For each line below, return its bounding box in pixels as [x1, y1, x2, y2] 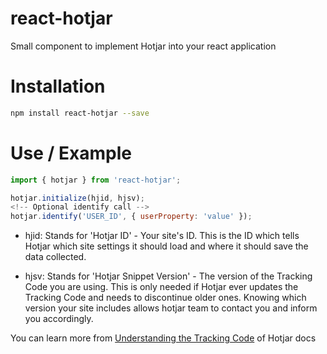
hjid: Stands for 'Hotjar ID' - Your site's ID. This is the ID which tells [24, 230, 300, 242]
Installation [10, 75, 106, 98]
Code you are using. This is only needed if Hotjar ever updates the [24, 281, 299, 293]
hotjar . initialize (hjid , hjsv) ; [10, 193, 145, 203]
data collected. [24, 251, 87, 263]
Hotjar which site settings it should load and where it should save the [24, 240, 309, 252]
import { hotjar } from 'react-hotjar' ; [10, 175, 182, 185]
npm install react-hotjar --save [10, 108, 150, 118]
